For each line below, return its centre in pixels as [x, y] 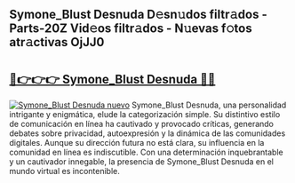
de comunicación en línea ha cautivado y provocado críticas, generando [141, 124]
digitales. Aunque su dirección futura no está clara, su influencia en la [137, 143]
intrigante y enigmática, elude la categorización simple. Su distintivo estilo [145, 114]
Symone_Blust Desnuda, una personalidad [209, 105]
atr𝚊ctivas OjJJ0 [57, 42]
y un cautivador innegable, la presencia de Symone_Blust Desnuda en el [141, 162]
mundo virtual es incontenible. [64, 171]
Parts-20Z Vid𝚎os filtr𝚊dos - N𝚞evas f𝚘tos [131, 29]
